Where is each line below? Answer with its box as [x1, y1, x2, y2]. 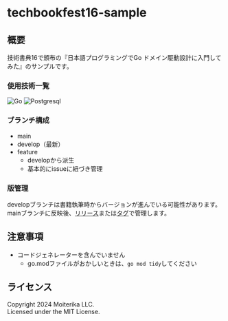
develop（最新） [16, 140, 65, 148]
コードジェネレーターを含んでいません [16, 250, 126, 259]
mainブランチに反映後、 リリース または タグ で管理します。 [7, 209, 170, 217]
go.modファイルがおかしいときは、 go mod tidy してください [27, 259, 197, 267]
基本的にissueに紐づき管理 [27, 164, 103, 173]
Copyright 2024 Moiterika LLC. [7, 300, 95, 308]
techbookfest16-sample [7, 5, 147, 21]
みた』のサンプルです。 [7, 62, 73, 70]
